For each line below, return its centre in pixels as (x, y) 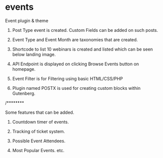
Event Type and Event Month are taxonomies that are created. (75, 39)
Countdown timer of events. (40, 122)
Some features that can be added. (40, 112)
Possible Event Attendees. (39, 141)
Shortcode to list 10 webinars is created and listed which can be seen (82, 49)
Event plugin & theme (27, 21)
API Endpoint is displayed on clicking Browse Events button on (76, 64)
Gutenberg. (24, 93)
